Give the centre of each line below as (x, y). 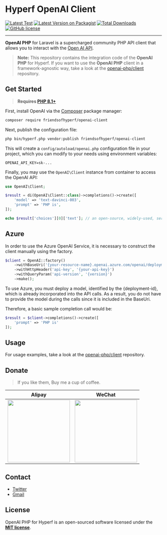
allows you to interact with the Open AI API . (49, 48)
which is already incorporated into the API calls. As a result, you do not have (83, 293)
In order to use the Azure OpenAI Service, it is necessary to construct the (80, 246)
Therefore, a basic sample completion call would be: (59, 308)
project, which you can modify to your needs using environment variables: (81, 154)
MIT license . (18, 527)
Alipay (39, 395)
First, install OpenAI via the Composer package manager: (64, 111)
